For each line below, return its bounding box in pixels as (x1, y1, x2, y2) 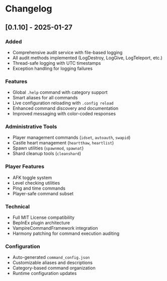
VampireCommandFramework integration (12, 225, 98, 231)
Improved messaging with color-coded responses (12, 111, 116, 117)
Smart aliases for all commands (12, 95, 78, 101)
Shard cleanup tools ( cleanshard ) (12, 151, 81, 157)
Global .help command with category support (12, 89, 108, 95)
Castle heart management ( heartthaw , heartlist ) (12, 140, 114, 146)
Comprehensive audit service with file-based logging (12, 49, 123, 55)
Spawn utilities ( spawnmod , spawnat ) (12, 145, 84, 151)
